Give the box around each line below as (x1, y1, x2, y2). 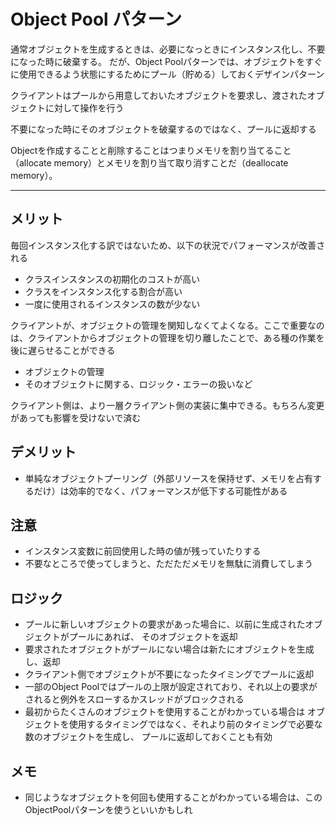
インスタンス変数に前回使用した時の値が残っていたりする (24, 545, 262, 557)
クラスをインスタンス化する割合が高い (24, 285, 183, 297)
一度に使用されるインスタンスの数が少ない (24, 298, 201, 310)
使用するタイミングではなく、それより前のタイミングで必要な (68, 718, 323, 730)
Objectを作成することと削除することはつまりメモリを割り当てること (10, 144, 292, 156)
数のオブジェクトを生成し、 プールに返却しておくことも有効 (24, 731, 273, 743)
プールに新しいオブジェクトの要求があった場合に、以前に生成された (24, 618, 306, 630)
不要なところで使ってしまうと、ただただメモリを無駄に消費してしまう (24, 558, 314, 570)
